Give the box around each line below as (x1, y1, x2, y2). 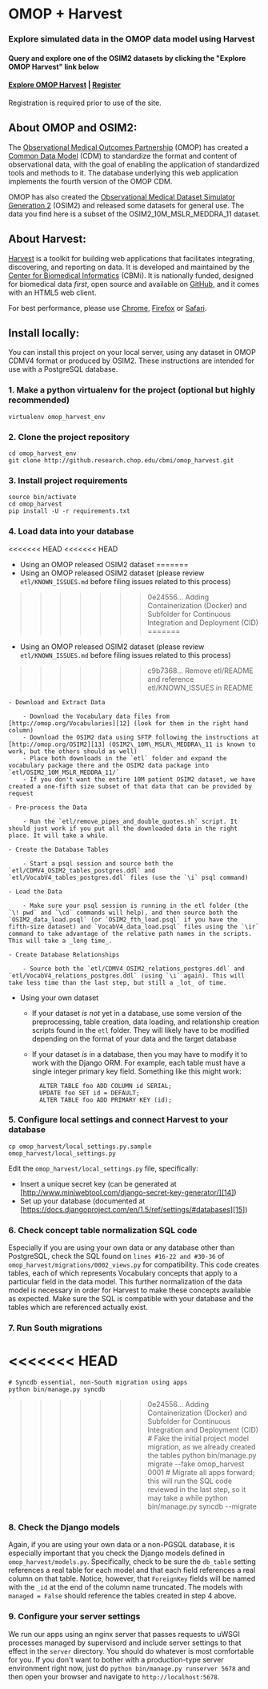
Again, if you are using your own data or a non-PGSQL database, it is (8, 1540, 235, 1550)
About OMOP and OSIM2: (8, 121, 138, 135)
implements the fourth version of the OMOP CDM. (8, 176, 173, 186)
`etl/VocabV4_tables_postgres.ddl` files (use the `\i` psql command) (8, 873, 249, 881)
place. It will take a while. (8, 831, 110, 840)
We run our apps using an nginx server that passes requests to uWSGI (8, 1629, 240, 1639)
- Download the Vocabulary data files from (22, 712, 170, 720)
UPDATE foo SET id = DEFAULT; (38, 1089, 140, 1097)
